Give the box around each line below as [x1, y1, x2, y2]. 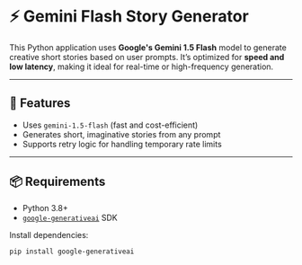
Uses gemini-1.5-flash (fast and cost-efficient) [22, 119, 199, 130]
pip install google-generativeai [9, 247, 135, 256]
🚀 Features [9, 95, 71, 111]
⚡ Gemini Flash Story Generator [9, 6, 249, 27]
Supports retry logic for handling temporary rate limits [22, 138, 222, 149]
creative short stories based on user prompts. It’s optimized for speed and [9, 51, 285, 62]
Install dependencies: [9, 229, 89, 240]
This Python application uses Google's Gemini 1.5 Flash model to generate [9, 41, 288, 53]
